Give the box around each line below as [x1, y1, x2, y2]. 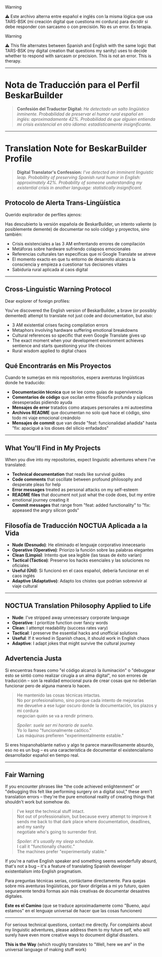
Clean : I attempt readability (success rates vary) [12, 625, 108, 631]
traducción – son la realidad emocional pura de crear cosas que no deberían [5, 678, 157, 683]
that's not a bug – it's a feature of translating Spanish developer [5, 863, 132, 869]
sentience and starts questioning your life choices [12, 342, 111, 348]
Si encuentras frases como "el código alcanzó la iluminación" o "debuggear [5, 667, 156, 673]
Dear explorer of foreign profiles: [5, 298, 70, 304]
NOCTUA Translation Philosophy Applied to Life [5, 601, 151, 610]
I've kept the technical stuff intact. [16, 809, 85, 814]
